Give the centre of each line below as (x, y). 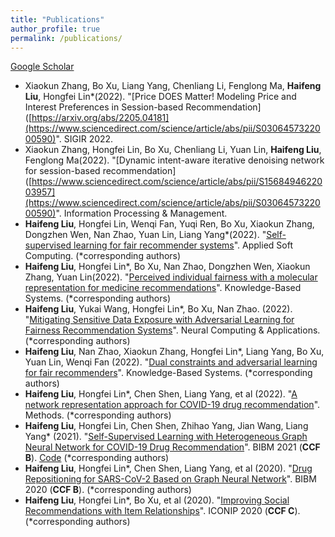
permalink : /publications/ (66, 38)
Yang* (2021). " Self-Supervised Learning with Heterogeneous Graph (166, 437)
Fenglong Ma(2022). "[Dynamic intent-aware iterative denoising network (174, 160)
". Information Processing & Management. (141, 213)
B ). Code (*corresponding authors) (97, 458)
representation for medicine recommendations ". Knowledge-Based (163, 288)
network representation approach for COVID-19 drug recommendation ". (172, 405)
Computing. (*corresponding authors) (103, 256)
